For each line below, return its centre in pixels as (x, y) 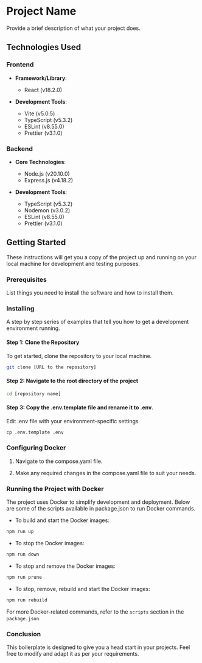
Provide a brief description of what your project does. (74, 28)
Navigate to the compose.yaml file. (59, 461)
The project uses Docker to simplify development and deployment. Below (98, 502)
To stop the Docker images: (50, 543)
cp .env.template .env (35, 432)
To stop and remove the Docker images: (65, 566)
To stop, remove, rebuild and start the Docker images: (82, 589)
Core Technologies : (40, 162)
